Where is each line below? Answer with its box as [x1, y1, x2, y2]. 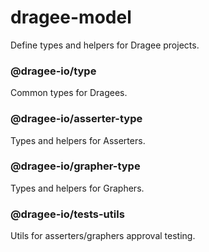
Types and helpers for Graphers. [10, 182, 145, 194]
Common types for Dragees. [10, 87, 128, 99]
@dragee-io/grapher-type [10, 159, 141, 173]
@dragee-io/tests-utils [10, 207, 125, 221]
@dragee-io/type [10, 64, 97, 78]
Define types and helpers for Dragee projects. [10, 39, 200, 51]
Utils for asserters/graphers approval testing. [10, 230, 196, 242]
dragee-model [10, 6, 132, 29]
